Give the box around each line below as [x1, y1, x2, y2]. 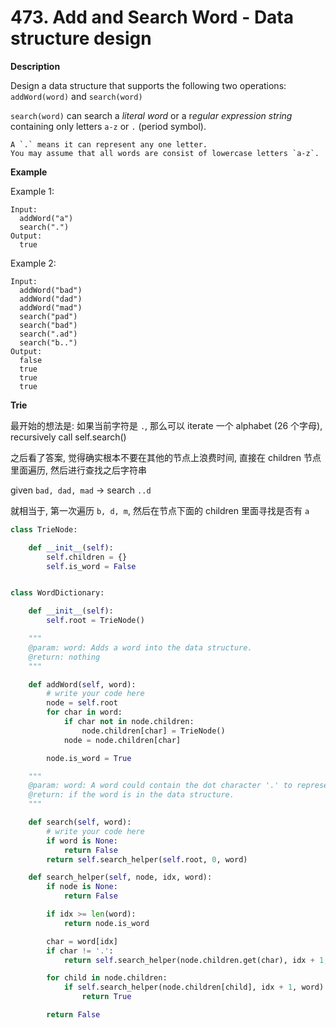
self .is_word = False [46, 561, 137, 571]
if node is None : [46, 882, 118, 892]
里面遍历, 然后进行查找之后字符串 [10, 464, 147, 476]
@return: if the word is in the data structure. [28, 790, 235, 800]
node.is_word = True [46, 753, 132, 763]
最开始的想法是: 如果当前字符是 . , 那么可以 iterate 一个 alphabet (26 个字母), [10, 419, 323, 431]
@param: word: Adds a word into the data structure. [28, 642, 253, 653]
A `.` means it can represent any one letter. [10, 139, 208, 150]
